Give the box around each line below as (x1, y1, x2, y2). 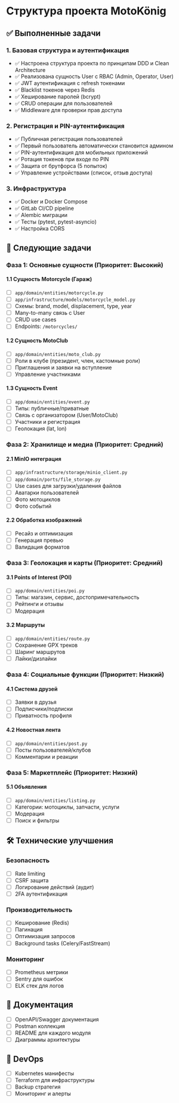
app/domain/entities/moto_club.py (14, 351, 101, 357)
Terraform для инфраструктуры (14, 1077, 95, 1084)
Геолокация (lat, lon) (14, 425, 67, 432)
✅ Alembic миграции (14, 212, 67, 219)
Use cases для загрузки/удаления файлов (14, 482, 122, 489)
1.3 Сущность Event (6, 385, 58, 392)
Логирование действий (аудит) (14, 883, 94, 891)
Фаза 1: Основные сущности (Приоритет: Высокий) (6, 261, 163, 269)
